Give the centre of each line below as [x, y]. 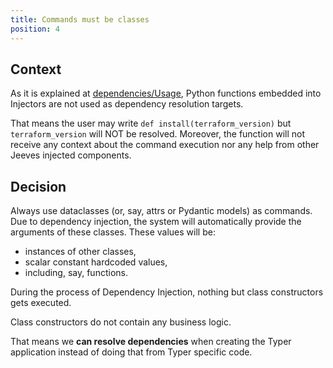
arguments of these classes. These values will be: [113, 232]
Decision [38, 186]
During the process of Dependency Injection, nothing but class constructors [167, 292]
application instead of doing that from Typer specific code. [131, 352]
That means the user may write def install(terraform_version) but [151, 123]
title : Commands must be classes [80, 19]
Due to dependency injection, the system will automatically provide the [156, 222]
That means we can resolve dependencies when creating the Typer [151, 342]
